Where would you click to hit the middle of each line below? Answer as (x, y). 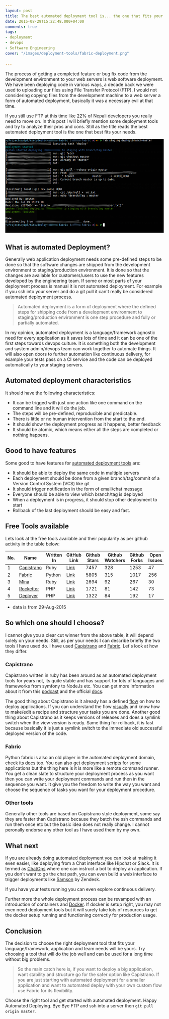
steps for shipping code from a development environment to (80, 312)
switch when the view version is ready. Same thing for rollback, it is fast (79, 722)
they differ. (16, 651)
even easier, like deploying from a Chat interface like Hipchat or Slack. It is (82, 863)
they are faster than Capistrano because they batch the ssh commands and (83, 819)
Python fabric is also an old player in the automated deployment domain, (80, 758)
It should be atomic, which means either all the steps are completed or (85, 429)
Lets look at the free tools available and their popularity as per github (77, 538)
